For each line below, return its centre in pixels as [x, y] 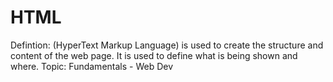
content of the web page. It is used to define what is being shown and [154, 55]
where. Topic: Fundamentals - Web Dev [92, 66]
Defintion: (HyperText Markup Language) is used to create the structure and [167, 45]
